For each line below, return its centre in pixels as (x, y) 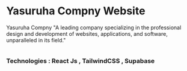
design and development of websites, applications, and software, (87, 33)
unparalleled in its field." (36, 40)
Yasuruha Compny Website (76, 11)
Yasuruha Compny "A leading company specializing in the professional (94, 27)
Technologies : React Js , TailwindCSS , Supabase (81, 61)
